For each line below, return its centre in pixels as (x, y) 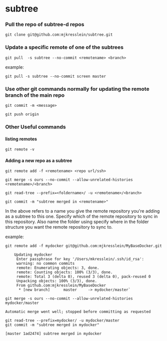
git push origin (22, 114)
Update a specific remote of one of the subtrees (64, 47)
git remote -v (20, 149)
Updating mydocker (33, 255)
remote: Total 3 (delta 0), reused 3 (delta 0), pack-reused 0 (83, 277)
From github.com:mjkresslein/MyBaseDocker (61, 286)
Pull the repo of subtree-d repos (45, 25)
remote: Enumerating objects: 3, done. (58, 268)
